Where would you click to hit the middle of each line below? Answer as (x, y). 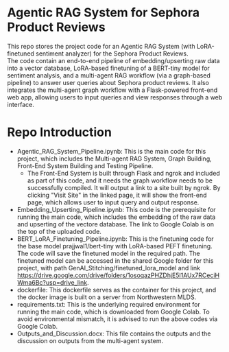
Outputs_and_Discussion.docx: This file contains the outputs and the (114, 333)
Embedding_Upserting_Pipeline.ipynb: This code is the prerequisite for (116, 209)
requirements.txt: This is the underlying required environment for (109, 304)
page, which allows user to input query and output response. (113, 202)
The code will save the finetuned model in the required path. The (108, 253)
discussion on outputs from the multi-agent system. (90, 340)
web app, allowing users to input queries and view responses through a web (115, 97)
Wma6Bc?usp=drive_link (52, 282)
